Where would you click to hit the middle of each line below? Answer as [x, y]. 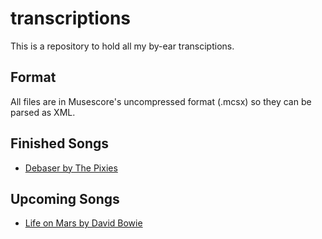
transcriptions [71, 18]
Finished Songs [60, 143]
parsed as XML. [43, 112]
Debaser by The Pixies [71, 168]
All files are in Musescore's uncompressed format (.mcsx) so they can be [161, 101]
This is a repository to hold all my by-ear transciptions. [122, 46]
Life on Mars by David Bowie [83, 223]
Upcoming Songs [65, 198]
